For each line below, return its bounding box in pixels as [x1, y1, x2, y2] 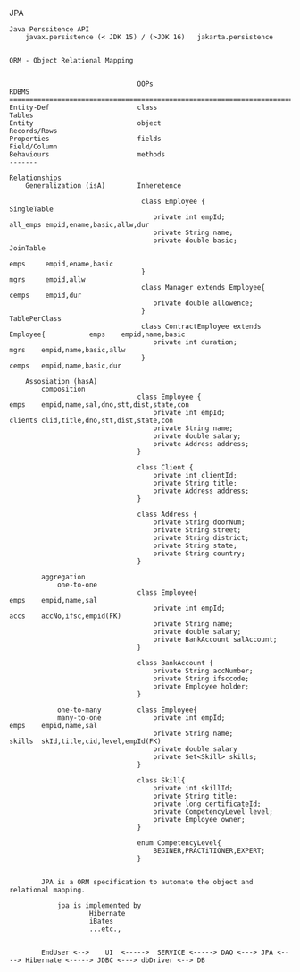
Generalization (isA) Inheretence [25, 182, 181, 190]
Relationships [9, 173, 62, 182]
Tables [9, 111, 34, 120]
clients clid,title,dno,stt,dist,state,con [9, 416, 174, 425]
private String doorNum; [153, 518, 246, 527]
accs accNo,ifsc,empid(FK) [9, 612, 122, 621]
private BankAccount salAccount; [153, 635, 278, 644]
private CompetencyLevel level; [153, 807, 274, 816]
